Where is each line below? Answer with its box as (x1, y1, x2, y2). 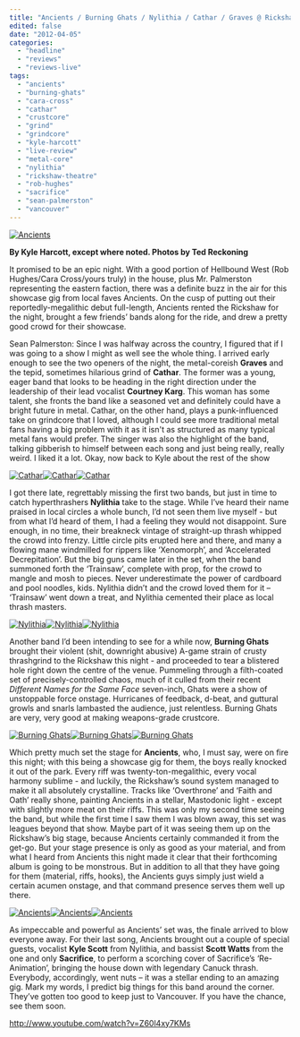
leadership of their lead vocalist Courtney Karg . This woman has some (9, 386, 271, 397)
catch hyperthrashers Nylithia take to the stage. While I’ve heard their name (9, 496, 289, 507)
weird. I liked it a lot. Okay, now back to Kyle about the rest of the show (9, 452, 271, 463)
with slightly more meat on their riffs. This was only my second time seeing (9, 803, 285, 815)
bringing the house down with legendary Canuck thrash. (52, 962, 259, 973)
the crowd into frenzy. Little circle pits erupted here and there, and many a (9, 535, 282, 545)
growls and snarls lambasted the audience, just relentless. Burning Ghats (9, 702, 278, 713)
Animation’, (9, 962, 51, 973)
